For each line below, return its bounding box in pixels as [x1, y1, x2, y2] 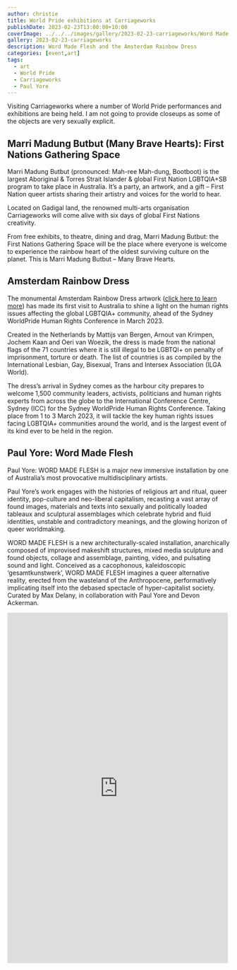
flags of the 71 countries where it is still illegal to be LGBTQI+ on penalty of [7, 345, 224, 353]
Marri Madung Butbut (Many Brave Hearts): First [7, 137, 224, 149]
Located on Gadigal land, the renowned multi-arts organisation [7, 204, 190, 212]
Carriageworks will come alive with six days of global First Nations [7, 211, 200, 220]
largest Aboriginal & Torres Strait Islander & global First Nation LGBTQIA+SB [7, 175, 227, 184]
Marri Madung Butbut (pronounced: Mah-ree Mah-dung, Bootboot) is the [7, 168, 219, 176]
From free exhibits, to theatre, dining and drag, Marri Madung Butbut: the [7, 233, 219, 241]
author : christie [7, 10, 59, 18]
